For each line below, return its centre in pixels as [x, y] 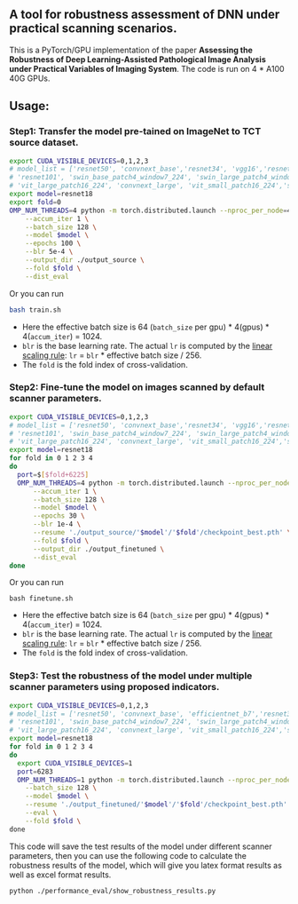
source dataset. [44, 143]
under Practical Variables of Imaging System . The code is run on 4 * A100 [147, 68]
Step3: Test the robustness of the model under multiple [131, 676]
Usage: [30, 106]
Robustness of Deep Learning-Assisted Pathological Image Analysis [137, 59]
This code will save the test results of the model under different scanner [141, 846]
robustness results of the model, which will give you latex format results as [145, 865]
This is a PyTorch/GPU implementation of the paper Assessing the [131, 50]
